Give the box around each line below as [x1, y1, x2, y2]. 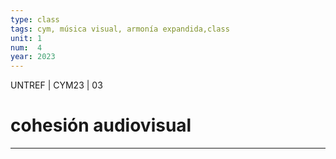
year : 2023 [10, 52, 56, 62]
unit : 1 [10, 33, 43, 43]
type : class [10, 14, 60, 25]
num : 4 [10, 42, 43, 53]
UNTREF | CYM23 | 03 [10, 79, 103, 91]
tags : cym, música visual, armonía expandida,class [10, 24, 230, 34]
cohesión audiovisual [10, 114, 192, 137]
